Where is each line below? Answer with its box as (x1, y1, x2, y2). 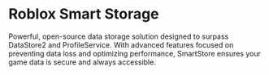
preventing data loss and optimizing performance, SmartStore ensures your (8, 48, 262, 58)
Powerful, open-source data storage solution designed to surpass (8, 31, 229, 41)
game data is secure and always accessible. (8, 57, 156, 67)
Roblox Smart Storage (8, 5, 160, 23)
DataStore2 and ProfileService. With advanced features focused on (8, 40, 234, 49)
